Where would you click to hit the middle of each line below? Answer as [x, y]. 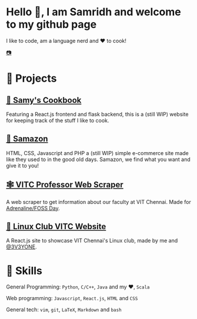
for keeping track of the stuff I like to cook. [58, 120]
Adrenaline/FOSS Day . [33, 208]
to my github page [51, 24]
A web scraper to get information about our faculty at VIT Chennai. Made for [98, 202]
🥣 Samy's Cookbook [44, 100]
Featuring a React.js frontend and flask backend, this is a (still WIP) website [97, 114]
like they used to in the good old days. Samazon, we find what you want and [98, 159]
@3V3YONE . [21, 247]
